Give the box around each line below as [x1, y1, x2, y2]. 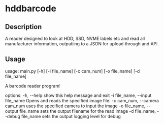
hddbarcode [5, 3, 57, 14]
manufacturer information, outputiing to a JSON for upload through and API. [5, 41, 159, 47]
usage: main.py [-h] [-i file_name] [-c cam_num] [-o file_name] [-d [5, 68, 140, 74]
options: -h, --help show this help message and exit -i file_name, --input [5, 92, 152, 98]
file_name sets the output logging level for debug [21, 113, 121, 119]
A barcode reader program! [5, 83, 61, 89]
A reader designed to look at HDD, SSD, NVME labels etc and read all [5, 35, 145, 41]
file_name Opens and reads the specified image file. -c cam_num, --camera [5, 97, 159, 103]
